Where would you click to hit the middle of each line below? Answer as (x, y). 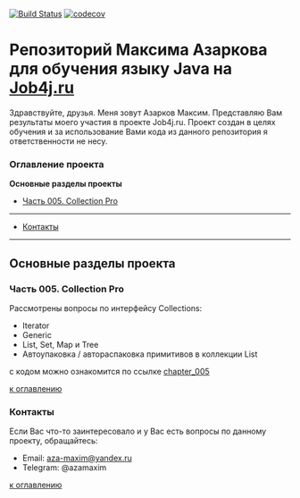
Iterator (36, 325)
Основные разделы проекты (66, 184)
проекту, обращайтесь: (54, 441)
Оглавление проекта (57, 164)
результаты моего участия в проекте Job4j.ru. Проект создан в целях (142, 122)
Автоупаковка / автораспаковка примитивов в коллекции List (140, 354)
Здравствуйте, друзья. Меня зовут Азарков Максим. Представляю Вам (146, 113)
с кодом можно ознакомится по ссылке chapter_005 (109, 371)
